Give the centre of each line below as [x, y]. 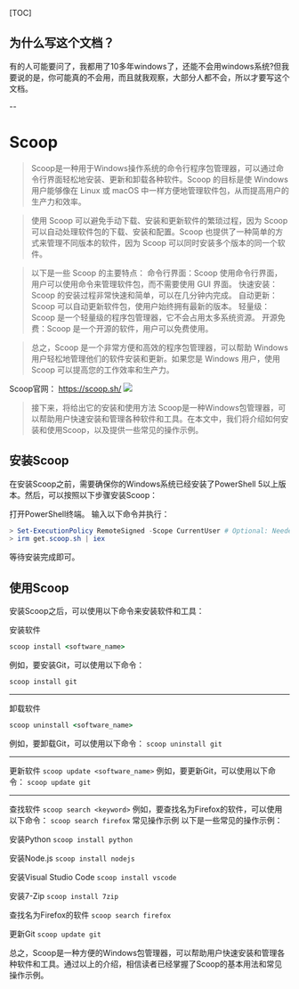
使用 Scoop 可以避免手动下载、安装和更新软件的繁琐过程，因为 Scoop [159, 220]
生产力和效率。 [58, 201]
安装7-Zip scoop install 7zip [64, 895]
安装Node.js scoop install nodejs [72, 858]
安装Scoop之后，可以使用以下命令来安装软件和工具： [107, 611]
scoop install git [43, 682]
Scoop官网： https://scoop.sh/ [65, 388]
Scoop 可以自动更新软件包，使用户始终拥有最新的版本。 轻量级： [150, 306]
